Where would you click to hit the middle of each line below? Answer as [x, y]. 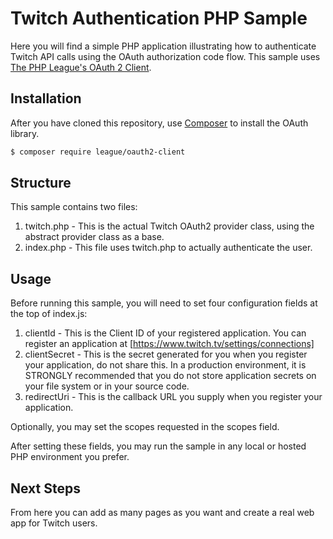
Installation [46, 98]
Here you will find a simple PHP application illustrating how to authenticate [163, 46]
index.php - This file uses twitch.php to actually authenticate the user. [168, 248]
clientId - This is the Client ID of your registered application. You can [165, 333]
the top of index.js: [49, 314]
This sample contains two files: [74, 207]
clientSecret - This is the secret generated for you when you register [166, 354]
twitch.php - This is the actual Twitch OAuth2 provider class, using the [169, 226]
